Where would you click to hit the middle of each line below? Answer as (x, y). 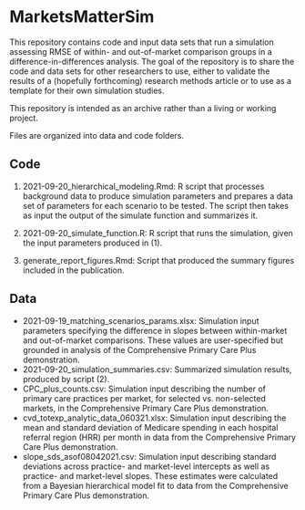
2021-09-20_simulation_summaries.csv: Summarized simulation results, (157, 369)
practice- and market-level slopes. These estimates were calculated (150, 475)
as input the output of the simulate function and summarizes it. (140, 215)
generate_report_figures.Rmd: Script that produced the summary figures (158, 260)
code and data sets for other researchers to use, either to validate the (140, 71)
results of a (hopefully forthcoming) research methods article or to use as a (151, 80)
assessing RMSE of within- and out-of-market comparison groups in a (141, 51)
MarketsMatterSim (82, 17)
